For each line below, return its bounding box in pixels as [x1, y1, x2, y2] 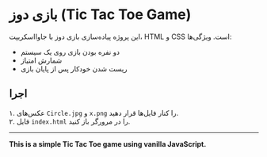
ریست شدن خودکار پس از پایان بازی [20, 63, 128, 73]
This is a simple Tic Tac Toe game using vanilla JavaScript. [9, 139, 207, 148]
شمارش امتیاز [20, 56, 63, 65]
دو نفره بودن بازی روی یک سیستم [20, 47, 120, 56]
